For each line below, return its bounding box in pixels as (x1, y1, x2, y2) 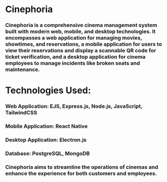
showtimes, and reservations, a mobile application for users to (5, 41, 162, 48)
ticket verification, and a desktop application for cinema (5, 53, 146, 60)
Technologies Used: (5, 85, 91, 96)
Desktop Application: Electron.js (5, 136, 87, 143)
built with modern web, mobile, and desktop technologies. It (5, 28, 156, 35)
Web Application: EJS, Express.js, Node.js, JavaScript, (5, 103, 143, 110)
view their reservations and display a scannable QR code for (5, 47, 156, 54)
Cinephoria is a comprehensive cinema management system (5, 22, 158, 29)
